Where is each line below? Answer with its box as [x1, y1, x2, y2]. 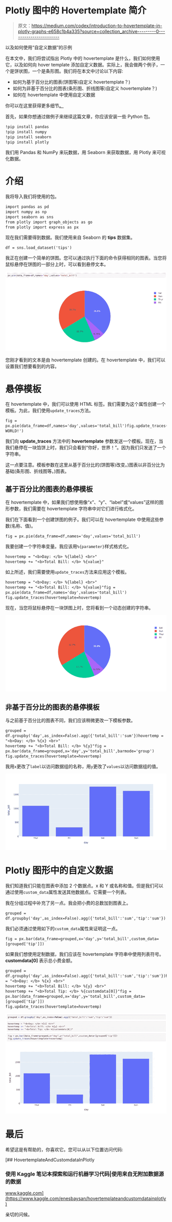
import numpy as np [5, 209, 47, 214]
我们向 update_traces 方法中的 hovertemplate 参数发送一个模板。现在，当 [5, 438, 164, 444]
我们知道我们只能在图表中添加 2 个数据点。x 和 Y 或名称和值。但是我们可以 [5, 882, 164, 888]
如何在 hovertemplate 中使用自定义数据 [12, 92, 96, 98]
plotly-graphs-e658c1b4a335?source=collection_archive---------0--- [17, 28, 165, 34]
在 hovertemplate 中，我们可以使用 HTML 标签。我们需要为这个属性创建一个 [5, 401, 166, 407]
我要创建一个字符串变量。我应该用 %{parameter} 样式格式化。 [5, 543, 132, 550]
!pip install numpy [5, 129, 47, 135]
